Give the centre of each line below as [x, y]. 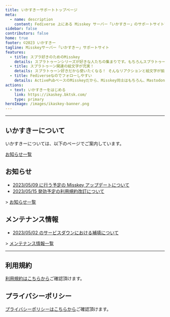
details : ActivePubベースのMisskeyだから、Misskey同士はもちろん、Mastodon [90, 80]
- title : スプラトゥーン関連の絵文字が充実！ [52, 66]
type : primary [29, 99]
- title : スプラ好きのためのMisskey [45, 57]
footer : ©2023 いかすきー [31, 43]
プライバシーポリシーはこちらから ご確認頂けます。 [58, 309]
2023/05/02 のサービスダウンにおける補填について [66, 233]
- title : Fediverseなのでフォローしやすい [51, 76]
